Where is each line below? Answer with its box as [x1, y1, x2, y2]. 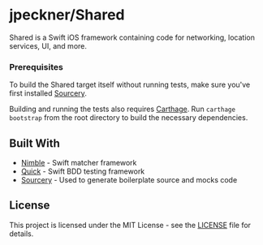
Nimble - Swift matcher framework [20, 158, 137, 168]
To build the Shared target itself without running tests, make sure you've [9, 80, 251, 90]
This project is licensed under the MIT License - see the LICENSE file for [9, 220, 251, 230]
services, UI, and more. [9, 41, 88, 50]
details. [9, 229, 34, 239]
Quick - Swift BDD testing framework [20, 166, 145, 176]
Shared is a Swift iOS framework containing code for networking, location [9, 32, 255, 42]
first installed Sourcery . [9, 88, 88, 98]
